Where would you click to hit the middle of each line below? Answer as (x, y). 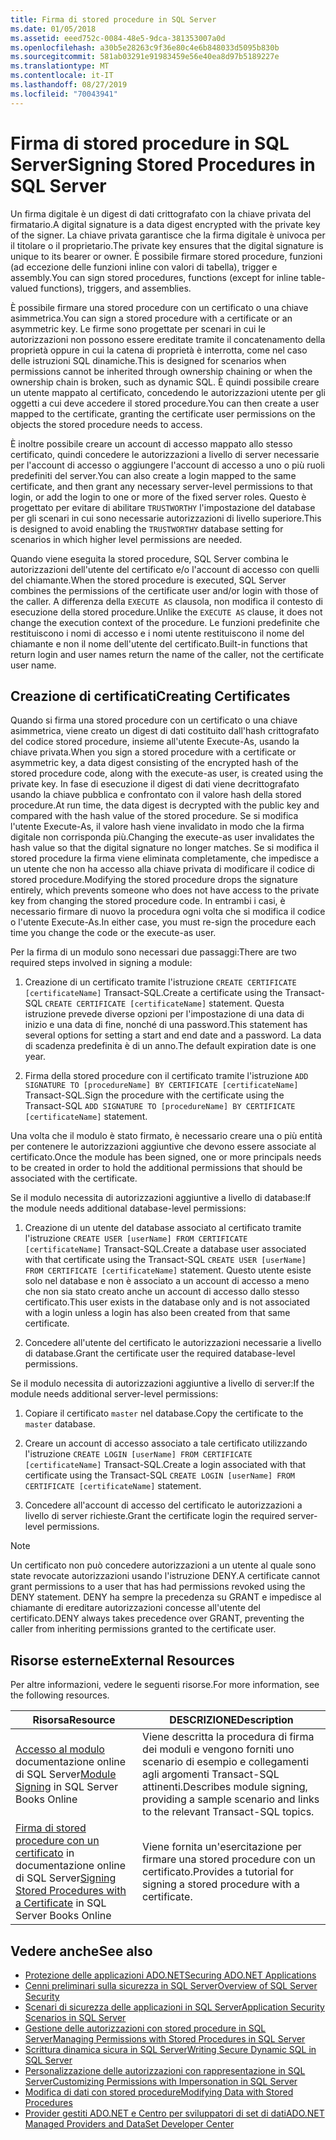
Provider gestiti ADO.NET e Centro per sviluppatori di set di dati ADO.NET (174, 2113)
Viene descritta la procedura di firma (228, 1737)
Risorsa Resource (74, 1720)
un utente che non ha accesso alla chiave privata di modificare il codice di (162, 869)
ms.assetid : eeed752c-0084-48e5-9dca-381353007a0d (118, 38)
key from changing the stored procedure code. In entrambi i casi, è (148, 901)
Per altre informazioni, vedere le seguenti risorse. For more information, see (165, 1685)
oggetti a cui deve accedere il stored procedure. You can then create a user (165, 403)
